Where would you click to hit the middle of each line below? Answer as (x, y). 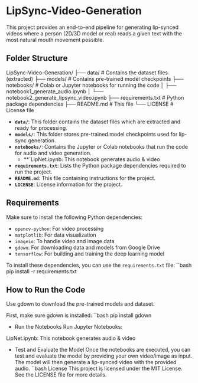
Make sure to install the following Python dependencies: (74, 217)
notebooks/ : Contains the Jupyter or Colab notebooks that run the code (101, 146)
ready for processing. (41, 127)
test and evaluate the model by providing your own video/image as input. (103, 356)
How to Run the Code (46, 289)
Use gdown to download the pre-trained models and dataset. (80, 304)
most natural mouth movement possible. (55, 40)
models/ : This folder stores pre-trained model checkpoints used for (96, 134)
